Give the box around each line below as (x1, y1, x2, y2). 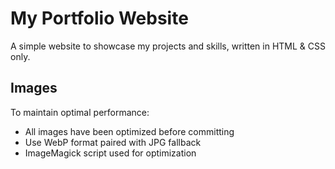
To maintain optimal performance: (10, 106, 150, 118)
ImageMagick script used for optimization (24, 147, 197, 159)
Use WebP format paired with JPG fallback (24, 136, 202, 148)
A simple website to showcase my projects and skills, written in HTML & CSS (10, 40, 327, 52)
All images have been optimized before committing (24, 125, 235, 137)
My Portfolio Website (10, 7, 189, 30)
